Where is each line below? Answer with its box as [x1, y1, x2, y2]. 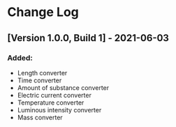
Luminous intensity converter [17, 105, 102, 114]
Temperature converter [17, 98, 85, 107]
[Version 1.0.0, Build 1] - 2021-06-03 [7, 32, 170, 44]
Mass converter [17, 113, 63, 121]
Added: [7, 53, 33, 63]
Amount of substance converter [17, 83, 110, 91]
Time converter [17, 76, 62, 84]
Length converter [17, 68, 68, 77]
